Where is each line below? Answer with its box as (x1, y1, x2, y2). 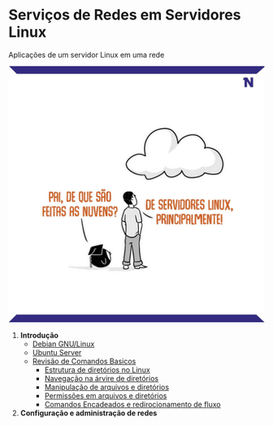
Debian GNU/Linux (32, 339, 95, 349)
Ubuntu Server (32, 347, 82, 357)
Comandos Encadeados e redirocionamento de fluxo (44, 399, 221, 409)
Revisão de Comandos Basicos (32, 356, 136, 366)
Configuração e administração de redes (19, 408, 158, 418)
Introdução (19, 330, 59, 340)
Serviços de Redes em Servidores (8, 6, 241, 24)
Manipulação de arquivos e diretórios (44, 382, 169, 392)
